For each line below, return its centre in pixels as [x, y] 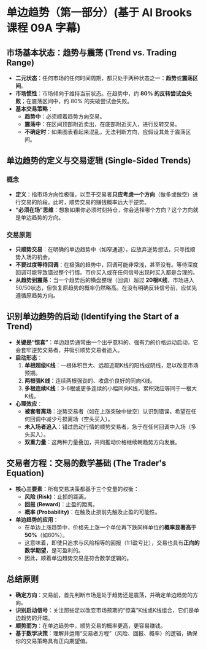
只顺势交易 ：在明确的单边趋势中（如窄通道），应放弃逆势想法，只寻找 [102, 249]
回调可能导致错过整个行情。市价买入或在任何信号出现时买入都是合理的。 [106, 272]
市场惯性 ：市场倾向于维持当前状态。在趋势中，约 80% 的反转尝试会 [101, 93]
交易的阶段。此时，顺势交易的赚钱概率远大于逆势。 [85, 202]
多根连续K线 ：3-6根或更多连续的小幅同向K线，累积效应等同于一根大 [111, 388]
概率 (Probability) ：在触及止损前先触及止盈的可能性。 [92, 512]
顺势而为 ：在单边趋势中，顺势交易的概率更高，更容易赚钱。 [90, 626]
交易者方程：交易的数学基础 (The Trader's [86, 464]
